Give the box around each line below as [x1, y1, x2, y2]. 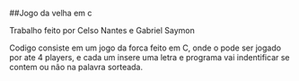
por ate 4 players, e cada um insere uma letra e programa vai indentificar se [9, 52, 290, 62]
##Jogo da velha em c [9, 8, 92, 18]
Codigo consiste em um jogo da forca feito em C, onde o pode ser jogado [9, 42, 281, 53]
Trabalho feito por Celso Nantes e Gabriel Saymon [9, 25, 196, 35]
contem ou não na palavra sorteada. [9, 62, 144, 72]
